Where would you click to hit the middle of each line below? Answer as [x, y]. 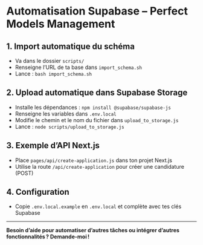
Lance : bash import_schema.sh [53, 73]
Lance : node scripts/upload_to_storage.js [70, 126]
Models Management [61, 24]
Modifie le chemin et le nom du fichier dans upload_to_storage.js [97, 120]
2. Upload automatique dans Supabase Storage [97, 93]
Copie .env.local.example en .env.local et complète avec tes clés [98, 206]
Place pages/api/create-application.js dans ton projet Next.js [93, 160]
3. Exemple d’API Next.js [53, 145]
